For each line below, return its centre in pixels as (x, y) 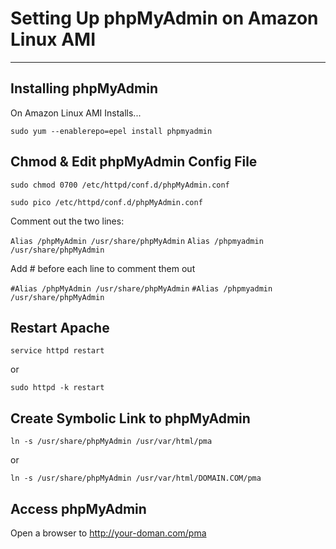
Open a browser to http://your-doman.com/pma (108, 533)
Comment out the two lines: (67, 221)
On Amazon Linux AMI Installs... (76, 113)
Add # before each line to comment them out (103, 268)
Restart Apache (60, 327)
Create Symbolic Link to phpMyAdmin (130, 418)
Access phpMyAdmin (78, 508)
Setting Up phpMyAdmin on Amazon (164, 18)
